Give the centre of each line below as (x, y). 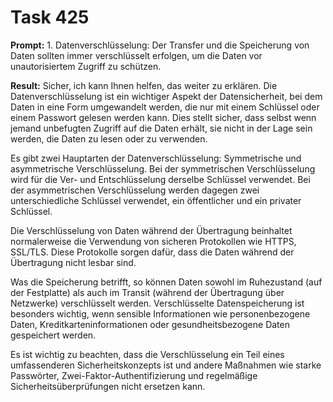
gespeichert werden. (53, 335)
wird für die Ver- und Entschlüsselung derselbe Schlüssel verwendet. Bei (160, 179)
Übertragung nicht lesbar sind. (73, 262)
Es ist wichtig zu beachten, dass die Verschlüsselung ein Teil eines (147, 354)
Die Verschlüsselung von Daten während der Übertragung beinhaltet (151, 230)
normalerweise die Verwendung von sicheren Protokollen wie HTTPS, (153, 241)
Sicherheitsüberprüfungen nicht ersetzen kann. (108, 386)
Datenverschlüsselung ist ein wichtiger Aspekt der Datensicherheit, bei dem (166, 96)
